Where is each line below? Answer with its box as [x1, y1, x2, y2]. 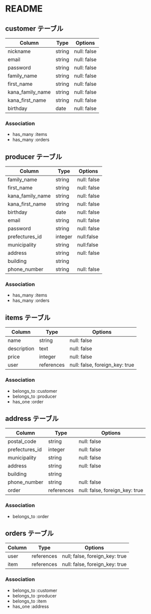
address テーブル [5, 414, 59, 423]
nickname [7, 48, 31, 55]
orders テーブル [5, 529, 54, 538]
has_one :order [12, 398, 43, 404]
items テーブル [5, 313, 51, 322]
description [7, 345, 34, 352]
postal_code [7, 438, 36, 445]
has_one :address [12, 603, 49, 609]
